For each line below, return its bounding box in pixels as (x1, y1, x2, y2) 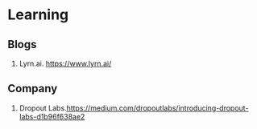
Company (7, 82, 58, 95)
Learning (7, 6, 69, 24)
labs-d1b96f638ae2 (19, 111, 85, 121)
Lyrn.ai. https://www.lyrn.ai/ (19, 58, 112, 68)
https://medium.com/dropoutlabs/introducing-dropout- (66, 103, 249, 113)
